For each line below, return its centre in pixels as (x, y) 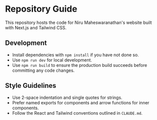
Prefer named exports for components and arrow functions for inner (81, 102)
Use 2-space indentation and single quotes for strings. (67, 97)
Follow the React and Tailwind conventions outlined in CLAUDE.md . (77, 113)
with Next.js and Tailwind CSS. (36, 27)
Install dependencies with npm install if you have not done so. (76, 55)
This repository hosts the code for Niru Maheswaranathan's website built (78, 22)
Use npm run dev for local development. (52, 60)
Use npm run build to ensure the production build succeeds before (80, 65)
